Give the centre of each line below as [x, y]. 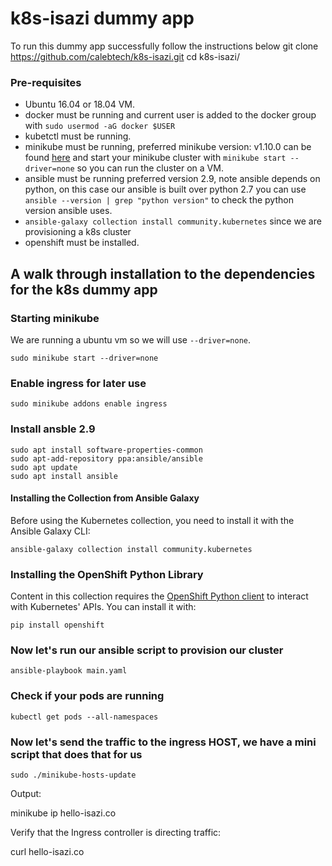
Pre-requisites [46, 82]
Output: [26, 793]
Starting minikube [55, 318]
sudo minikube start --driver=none [84, 358]
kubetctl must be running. [78, 136]
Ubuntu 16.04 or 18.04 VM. [80, 104]
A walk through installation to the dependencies [163, 273]
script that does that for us [76, 754]
